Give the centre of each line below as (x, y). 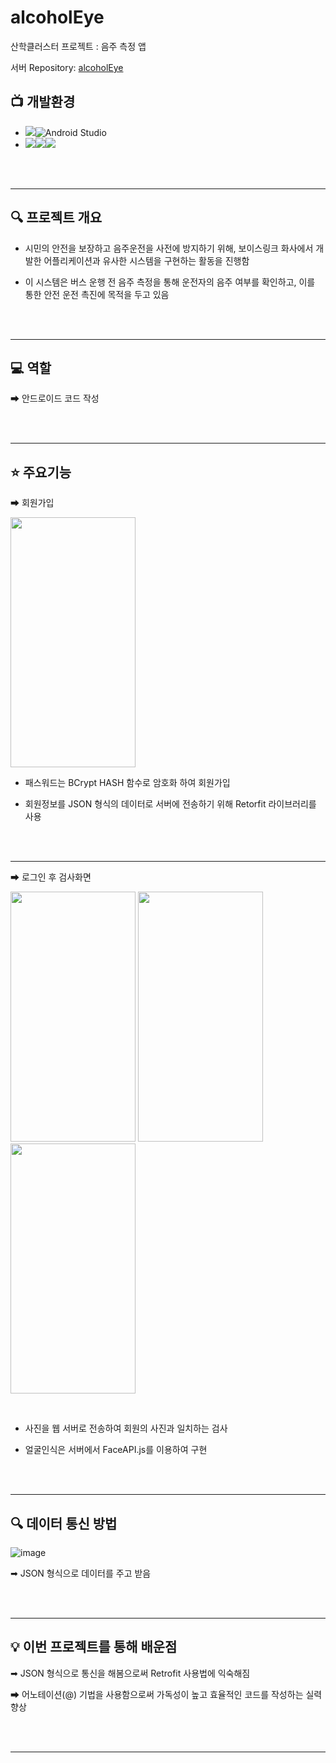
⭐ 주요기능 (41, 472)
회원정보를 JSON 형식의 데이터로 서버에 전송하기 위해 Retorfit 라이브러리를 (170, 804)
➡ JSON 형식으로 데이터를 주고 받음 (81, 1573)
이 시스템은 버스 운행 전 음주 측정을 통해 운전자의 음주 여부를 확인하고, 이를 (170, 282)
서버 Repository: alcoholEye (67, 67)
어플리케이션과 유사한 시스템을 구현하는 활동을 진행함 (146, 260)
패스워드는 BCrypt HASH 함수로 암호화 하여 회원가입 (127, 783)
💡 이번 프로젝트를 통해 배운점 (94, 1647)
